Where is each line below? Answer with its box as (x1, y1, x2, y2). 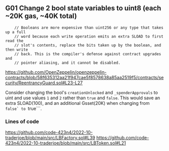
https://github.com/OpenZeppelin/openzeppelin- (5, 69, 107, 75)
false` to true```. (5, 105, 42, 111)
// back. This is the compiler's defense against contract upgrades (14, 51, 161, 57)
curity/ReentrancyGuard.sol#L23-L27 (5, 80, 83, 86)
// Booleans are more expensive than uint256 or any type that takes (14, 25, 164, 30)
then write (5, 47, 28, 52)
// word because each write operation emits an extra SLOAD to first (14, 34, 164, 39)
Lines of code (5, 118, 39, 125)
